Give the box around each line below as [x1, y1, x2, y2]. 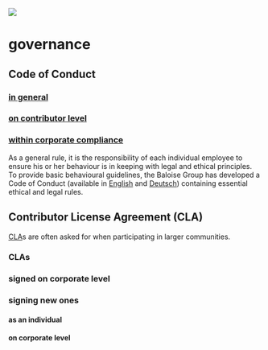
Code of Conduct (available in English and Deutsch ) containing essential [8, 178, 248, 188]
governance [8, 35, 91, 54]
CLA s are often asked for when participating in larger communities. [8, 232, 231, 241]
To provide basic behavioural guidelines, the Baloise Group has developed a [8, 170, 260, 179]
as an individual [8, 315, 63, 324]
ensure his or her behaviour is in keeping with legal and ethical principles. [8, 161, 252, 171]
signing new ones [8, 294, 79, 306]
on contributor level [8, 113, 87, 124]
